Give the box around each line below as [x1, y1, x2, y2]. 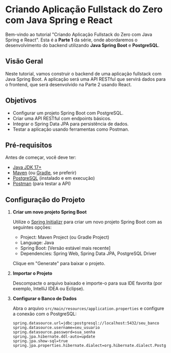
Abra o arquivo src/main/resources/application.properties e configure [12, 305, 164, 312]
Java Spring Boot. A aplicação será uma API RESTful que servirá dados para [5, 76, 166, 82]
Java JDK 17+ [12, 164, 42, 171]
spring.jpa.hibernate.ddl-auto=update [12, 334, 95, 339]
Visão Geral [5, 57, 43, 66]
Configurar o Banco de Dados [12, 295, 77, 302]
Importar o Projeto [12, 270, 53, 276]
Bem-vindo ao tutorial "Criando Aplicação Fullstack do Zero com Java [5, 31, 152, 37]
